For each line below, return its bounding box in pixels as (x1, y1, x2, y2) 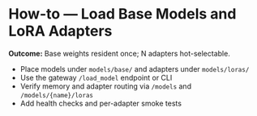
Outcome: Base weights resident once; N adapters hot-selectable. (8, 48, 231, 58)
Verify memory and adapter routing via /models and (19, 81, 192, 91)
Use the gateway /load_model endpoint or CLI (19, 72, 173, 82)
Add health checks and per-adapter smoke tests (19, 98, 182, 108)
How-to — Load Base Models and (8, 5, 237, 23)
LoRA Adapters (8, 22, 113, 40)
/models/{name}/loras (19, 91, 93, 99)
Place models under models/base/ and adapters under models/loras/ (19, 64, 250, 73)
